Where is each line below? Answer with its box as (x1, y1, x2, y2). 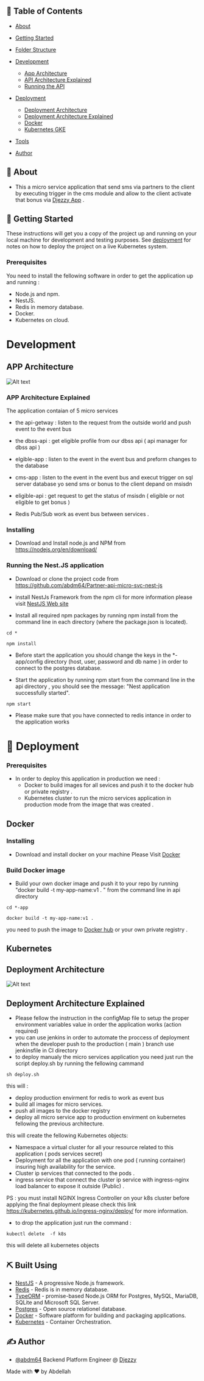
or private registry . (24, 788, 73, 795)
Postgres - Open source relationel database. (15, 1305, 127, 1312)
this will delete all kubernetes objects (6, 1242, 99, 1249)
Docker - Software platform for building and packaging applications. (15, 1311, 186, 1319)
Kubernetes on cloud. (15, 316, 69, 323)
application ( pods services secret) (15, 1150, 103, 1158)
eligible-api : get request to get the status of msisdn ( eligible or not (15, 492, 185, 500)
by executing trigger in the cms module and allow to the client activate (15, 190, 192, 197)
